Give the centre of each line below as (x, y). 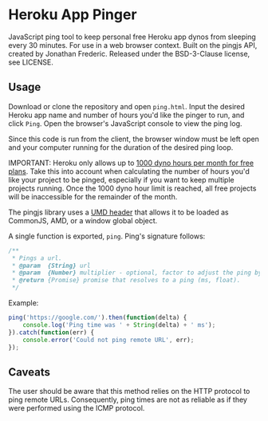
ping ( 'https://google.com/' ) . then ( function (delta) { (98, 317)
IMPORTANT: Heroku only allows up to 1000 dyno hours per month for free (131, 163)
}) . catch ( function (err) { (51, 332)
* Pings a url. (37, 258)
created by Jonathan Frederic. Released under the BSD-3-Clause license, (129, 53)
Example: (24, 303)
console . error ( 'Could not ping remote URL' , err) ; (108, 340)
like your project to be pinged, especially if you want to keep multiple (121, 179)
